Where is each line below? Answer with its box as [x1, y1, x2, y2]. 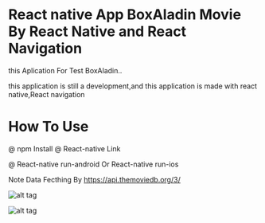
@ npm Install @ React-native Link [8, 143, 121, 153]
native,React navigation [8, 89, 85, 99]
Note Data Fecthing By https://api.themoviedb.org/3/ [8, 174, 181, 184]
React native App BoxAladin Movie [8, 6, 241, 24]
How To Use [8, 118, 89, 136]
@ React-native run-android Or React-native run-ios [8, 159, 179, 169]
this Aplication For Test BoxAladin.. [8, 65, 123, 75]
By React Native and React [8, 22, 187, 41]
